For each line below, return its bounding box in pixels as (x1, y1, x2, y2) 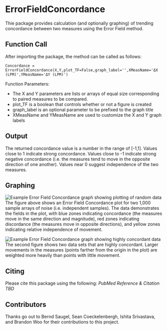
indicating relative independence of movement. (5, 226, 103, 232)
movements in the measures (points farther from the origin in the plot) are (5, 247, 157, 253)
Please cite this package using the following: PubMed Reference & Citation (5, 280, 159, 286)
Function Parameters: (5, 80, 50, 87)
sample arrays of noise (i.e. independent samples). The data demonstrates (5, 205, 159, 211)
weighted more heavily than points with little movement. (5, 253, 121, 259)
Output (5, 132, 28, 140)
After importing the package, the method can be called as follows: (5, 53, 142, 59)
